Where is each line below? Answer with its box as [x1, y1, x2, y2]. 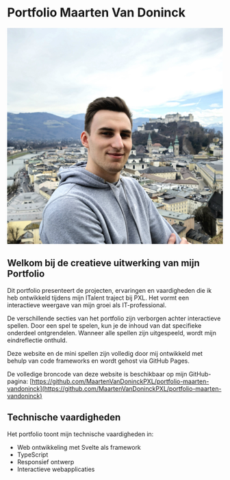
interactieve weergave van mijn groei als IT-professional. [7, 300, 166, 309]
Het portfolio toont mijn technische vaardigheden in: [7, 430, 154, 438]
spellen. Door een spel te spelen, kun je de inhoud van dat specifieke [7, 321, 202, 330]
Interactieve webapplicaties [16, 465, 95, 473]
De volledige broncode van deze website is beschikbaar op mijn [7, 370, 188, 378]
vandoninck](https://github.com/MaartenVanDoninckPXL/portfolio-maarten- [7, 384, 222, 392]
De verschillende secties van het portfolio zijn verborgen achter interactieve [7, 314, 221, 322]
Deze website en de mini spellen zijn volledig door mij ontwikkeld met [7, 349, 203, 357]
